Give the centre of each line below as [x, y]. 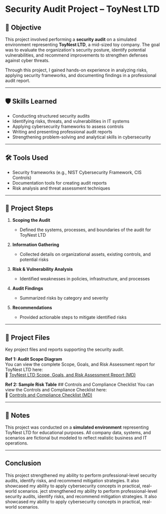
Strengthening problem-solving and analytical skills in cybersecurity [82, 137]
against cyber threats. [27, 60]
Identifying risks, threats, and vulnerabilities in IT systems [71, 121]
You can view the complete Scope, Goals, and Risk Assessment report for [80, 364]
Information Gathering [36, 245]
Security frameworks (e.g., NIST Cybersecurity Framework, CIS [77, 172]
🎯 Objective [23, 28]
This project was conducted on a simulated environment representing [77, 427]
